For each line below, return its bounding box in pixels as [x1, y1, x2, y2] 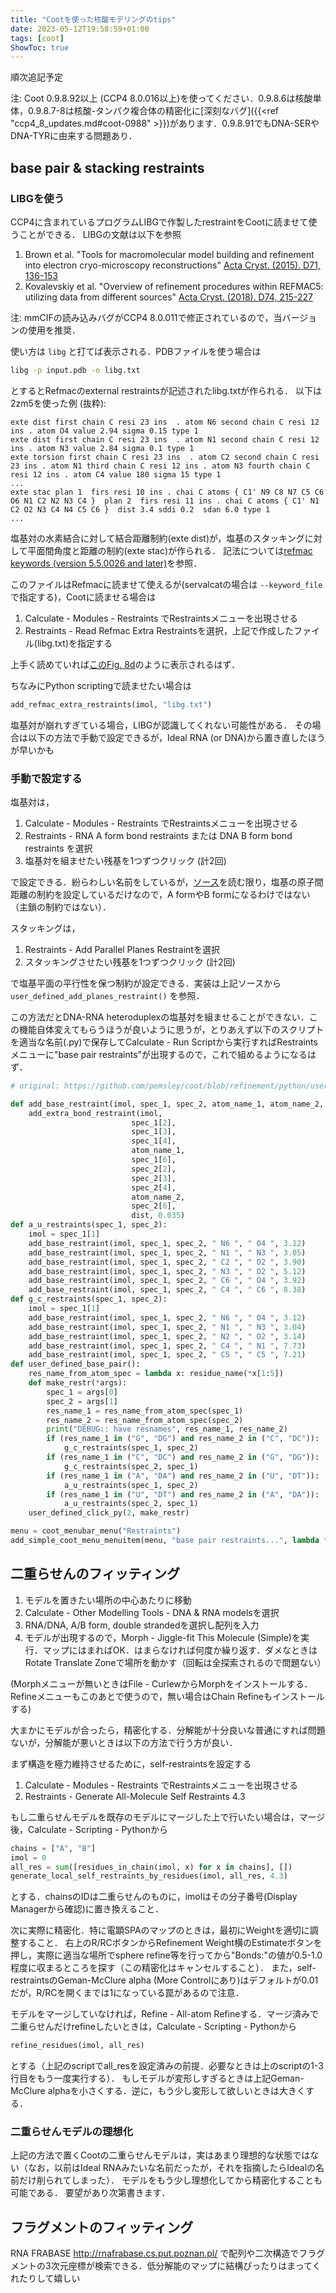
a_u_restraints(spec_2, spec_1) [63, 1499, 199, 1509]
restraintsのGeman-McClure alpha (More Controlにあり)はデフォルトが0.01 [10, 1974, 319, 1986]
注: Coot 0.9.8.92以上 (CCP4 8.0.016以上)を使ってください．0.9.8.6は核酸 [10, 92, 313, 105]
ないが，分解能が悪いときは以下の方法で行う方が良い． [10, 1736, 238, 1748]
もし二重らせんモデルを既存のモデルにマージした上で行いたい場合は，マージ [10, 1811, 326, 1823]
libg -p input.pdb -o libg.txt [10, 365, 141, 375]
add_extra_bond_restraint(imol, [28, 1108, 163, 1118]
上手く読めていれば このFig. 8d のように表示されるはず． [10, 658, 240, 670]
